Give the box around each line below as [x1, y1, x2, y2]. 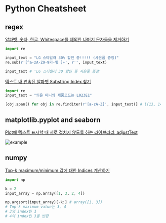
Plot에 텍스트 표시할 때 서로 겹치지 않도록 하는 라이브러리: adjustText [5, 129, 138, 135]
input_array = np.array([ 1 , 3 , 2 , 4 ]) [5, 191, 85, 196]
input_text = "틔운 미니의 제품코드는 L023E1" [5, 93, 92, 98]
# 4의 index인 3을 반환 [5, 214, 49, 219]
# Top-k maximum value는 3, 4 [5, 204, 67, 210]
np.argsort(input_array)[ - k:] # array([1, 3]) [5, 200, 103, 205]
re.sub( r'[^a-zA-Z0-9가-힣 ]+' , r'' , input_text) [5, 60, 107, 65]
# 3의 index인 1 [5, 209, 37, 214]
